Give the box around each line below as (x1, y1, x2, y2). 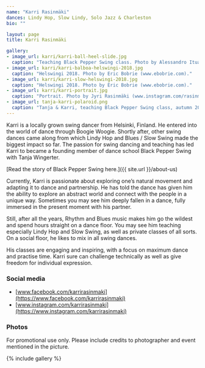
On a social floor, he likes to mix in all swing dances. (6, 234, 137, 241)
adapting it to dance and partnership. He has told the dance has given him (6, 183, 193, 191)
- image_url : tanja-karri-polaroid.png (6, 99, 108, 105)
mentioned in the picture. (6, 343, 70, 350)
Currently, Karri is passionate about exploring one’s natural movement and (6, 177, 193, 185)
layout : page (6, 31, 40, 37)
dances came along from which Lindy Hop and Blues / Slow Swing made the (6, 134, 198, 141)
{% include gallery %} (6, 355, 62, 363)
